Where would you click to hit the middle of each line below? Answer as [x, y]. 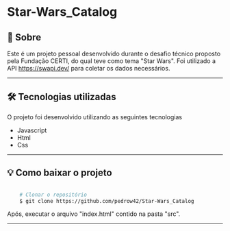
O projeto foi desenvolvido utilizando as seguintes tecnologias [95, 117]
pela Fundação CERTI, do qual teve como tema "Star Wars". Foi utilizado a [112, 61]
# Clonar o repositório [53, 195]
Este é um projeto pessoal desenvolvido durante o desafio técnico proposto [114, 53]
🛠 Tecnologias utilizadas [62, 97]
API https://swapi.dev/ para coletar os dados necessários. [89, 68]
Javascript [32, 130]
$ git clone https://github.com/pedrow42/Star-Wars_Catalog [107, 201]
